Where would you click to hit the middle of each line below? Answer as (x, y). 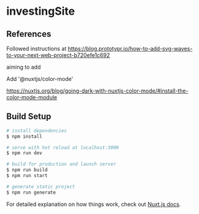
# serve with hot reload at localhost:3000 (63, 147)
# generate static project (41, 186)
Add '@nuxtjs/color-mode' (40, 79)
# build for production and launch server (61, 164)
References (29, 34)
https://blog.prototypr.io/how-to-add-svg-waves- (130, 48)
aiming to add (24, 67)
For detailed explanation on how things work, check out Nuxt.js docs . (94, 204)
